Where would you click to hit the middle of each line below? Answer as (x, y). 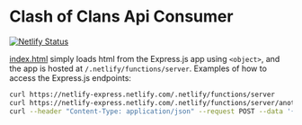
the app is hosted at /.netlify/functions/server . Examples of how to (138, 68)
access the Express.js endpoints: (71, 77)
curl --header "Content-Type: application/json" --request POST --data (146, 111)
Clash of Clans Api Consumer (121, 17)
